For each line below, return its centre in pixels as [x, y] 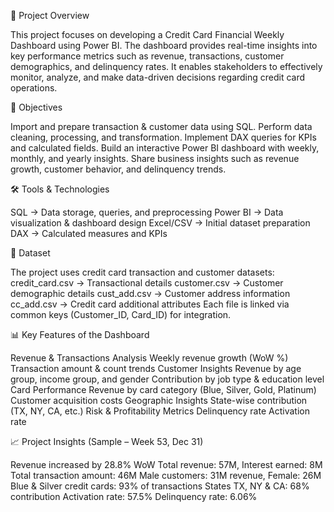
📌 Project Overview [50, 15]
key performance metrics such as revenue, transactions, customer [147, 56]
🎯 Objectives [36, 107]
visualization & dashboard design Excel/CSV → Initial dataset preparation [160, 223]
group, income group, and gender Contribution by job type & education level [167, 379]
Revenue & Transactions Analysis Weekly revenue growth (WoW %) [149, 358]
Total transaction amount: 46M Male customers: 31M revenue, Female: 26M [166, 475]
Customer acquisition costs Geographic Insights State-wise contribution [159, 400]
